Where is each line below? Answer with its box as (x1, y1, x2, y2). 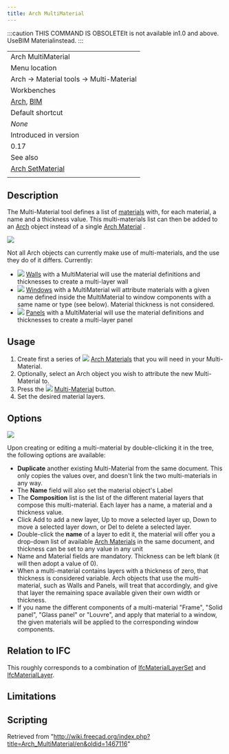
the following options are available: (7, 451, 106, 459)
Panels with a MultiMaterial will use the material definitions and (25, 308, 204, 317)
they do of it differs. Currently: (7, 256, 93, 264)
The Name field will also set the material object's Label (17, 486, 173, 494)
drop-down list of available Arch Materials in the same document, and (17, 538, 215, 546)
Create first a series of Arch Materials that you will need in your (17, 355, 205, 364)
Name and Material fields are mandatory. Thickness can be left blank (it (17, 552, 220, 561)
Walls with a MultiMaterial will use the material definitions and (25, 270, 201, 279)
